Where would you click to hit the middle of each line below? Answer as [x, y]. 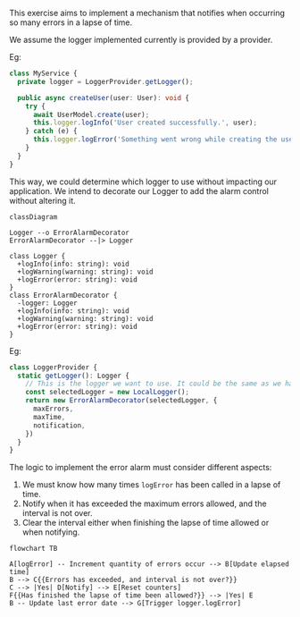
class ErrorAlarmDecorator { [63, 295]
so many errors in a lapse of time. [71, 22]
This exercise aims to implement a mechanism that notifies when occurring [147, 13]
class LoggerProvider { [54, 367]
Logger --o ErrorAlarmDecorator [69, 232]
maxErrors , [53, 409]
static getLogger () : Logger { [73, 376]
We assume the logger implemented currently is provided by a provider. [141, 40]
